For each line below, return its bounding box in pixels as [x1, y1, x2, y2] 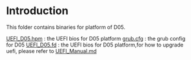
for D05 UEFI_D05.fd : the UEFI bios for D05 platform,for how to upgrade [6, 41, 184, 48]
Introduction [6, 4, 69, 18]
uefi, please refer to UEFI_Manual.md [6, 47, 97, 54]
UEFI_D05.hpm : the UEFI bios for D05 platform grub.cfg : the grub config [6, 35, 186, 42]
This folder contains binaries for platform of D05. [6, 24, 126, 31]
